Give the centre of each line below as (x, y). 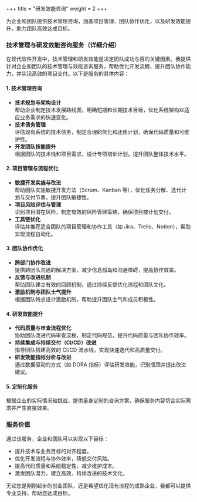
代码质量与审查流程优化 (43, 328)
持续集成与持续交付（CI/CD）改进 (55, 343)
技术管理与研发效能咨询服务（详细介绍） (63, 45)
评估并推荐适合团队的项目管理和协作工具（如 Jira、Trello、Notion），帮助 (103, 226)
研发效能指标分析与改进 (43, 358)
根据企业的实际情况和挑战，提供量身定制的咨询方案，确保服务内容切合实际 (96, 400)
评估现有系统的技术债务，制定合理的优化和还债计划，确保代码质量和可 (99, 132)
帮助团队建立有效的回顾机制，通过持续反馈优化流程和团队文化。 (91, 284)
